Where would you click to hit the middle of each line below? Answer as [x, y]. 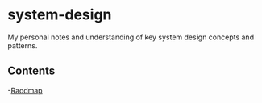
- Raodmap [25, 90]
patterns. [23, 45]
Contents [31, 71]
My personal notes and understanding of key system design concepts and [131, 37]
